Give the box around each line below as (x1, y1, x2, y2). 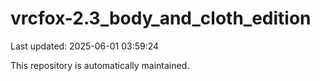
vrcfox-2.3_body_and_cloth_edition (10, 7, 312, 30)
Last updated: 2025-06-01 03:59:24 (10, 40, 160, 52)
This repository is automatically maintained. (10, 59, 190, 71)
